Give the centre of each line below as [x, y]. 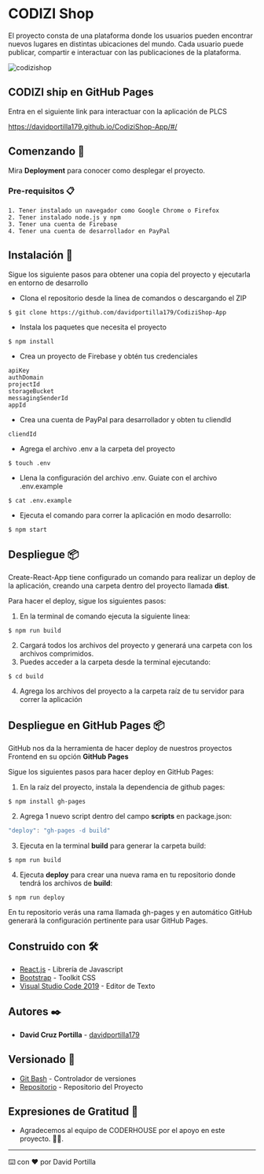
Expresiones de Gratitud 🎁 [73, 1111]
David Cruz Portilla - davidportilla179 [79, 1035]
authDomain [26, 377]
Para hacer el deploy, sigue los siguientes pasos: [87, 601]
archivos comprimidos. [57, 654]
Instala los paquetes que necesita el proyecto [93, 327]
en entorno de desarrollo [48, 282]
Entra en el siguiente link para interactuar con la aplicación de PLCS [118, 111]
